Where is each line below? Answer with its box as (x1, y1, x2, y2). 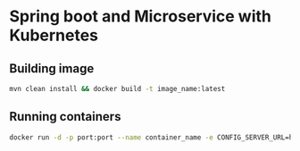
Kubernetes (9, 25, 99, 46)
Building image (9, 61, 95, 76)
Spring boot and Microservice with (9, 6, 272, 27)
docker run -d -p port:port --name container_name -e (9, 132, 214, 142)
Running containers (9, 109, 121, 124)
